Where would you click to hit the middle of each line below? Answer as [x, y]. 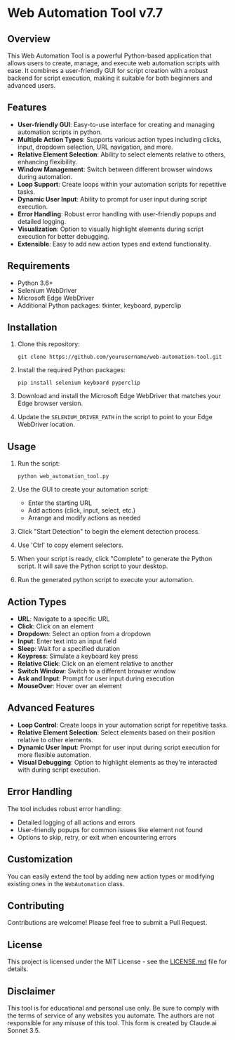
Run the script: [39, 463]
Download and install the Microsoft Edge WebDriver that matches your [119, 396]
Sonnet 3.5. [24, 1030]
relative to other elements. [55, 739]
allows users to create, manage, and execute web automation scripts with [114, 63]
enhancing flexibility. [47, 162]
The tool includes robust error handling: [65, 808]
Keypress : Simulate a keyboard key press [78, 656]
